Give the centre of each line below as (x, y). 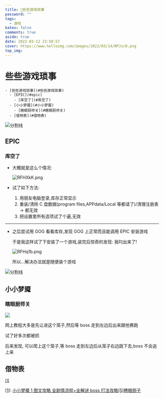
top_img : (14, 50)
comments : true (20, 32)
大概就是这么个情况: (32, 168)
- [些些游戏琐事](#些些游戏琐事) (35, 91)
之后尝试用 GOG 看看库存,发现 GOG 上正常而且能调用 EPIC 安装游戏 (80, 231)
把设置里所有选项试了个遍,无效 (50, 217)
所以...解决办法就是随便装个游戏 (44, 262)
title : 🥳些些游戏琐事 (25, 10)
